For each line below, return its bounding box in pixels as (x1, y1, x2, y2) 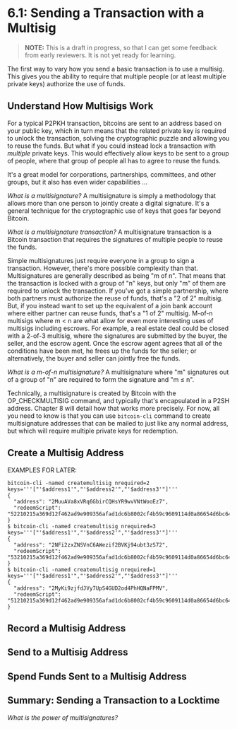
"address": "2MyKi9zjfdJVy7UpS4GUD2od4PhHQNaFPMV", (13, 585, 169, 592)
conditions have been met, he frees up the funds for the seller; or (7, 346, 197, 355)
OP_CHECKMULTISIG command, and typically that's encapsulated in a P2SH (7, 396, 230, 404)
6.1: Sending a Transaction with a (7, 5, 205, 21)
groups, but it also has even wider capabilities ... (7, 177, 148, 186)
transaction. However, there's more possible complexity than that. (7, 264, 199, 272)
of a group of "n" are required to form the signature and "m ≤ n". (7, 375, 195, 383)
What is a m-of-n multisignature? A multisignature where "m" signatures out (7, 368, 229, 376)
